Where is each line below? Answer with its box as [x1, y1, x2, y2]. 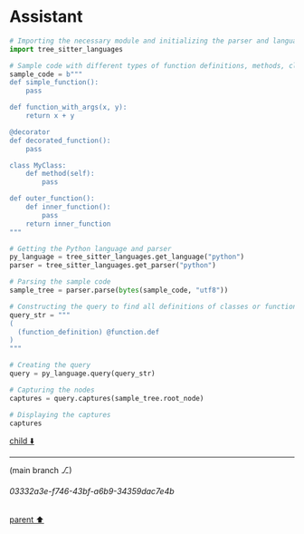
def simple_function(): [9, 78, 100, 87]
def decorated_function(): [9, 136, 111, 145]
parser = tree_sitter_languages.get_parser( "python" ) [9, 261, 217, 270]
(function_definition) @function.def [17, 327, 160, 336]
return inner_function [25, 219, 111, 228]
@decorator [9, 127, 51, 137]
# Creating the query [9, 361, 91, 370]
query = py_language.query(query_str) [9, 369, 156, 378]
